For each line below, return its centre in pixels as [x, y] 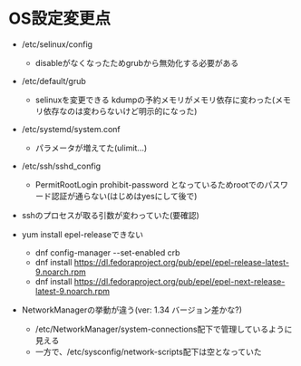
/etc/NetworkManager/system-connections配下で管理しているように [164, 329]
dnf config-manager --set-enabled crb [107, 252]
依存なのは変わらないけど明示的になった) [120, 111]
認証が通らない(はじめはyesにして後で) [124, 196]
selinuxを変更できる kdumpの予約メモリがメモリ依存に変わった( [155, 100]
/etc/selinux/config [57, 44]
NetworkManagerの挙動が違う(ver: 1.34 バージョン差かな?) [131, 310]
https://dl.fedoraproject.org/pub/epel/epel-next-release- [180, 281]
